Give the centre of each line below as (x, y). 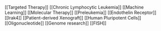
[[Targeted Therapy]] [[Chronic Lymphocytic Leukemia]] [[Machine (74, 7)
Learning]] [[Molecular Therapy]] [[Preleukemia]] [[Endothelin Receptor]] (80, 12)
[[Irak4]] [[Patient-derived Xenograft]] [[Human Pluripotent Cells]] (73, 18)
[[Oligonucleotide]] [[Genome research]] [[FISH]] (56, 23)
